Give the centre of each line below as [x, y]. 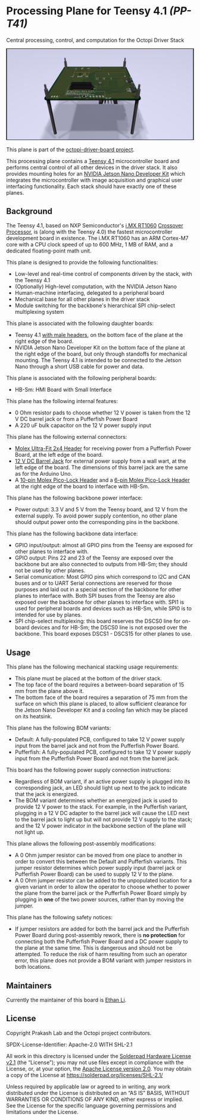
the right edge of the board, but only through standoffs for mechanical [101, 354]
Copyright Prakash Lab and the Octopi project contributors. [79, 1033]
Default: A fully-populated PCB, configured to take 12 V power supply [100, 740]
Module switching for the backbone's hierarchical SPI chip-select [95, 305]
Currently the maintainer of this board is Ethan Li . [66, 1000]
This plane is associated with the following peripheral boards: [81, 378]
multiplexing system [39, 312]
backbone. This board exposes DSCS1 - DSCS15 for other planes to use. [103, 634]
